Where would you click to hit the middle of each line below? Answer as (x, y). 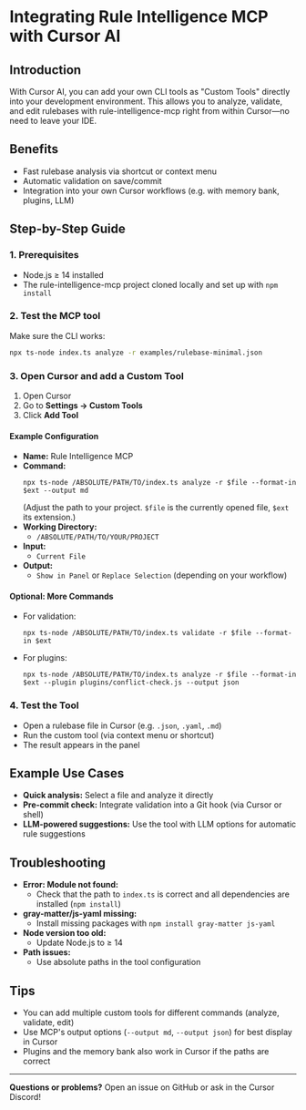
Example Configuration (54, 436)
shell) (33, 815)
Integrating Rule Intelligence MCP (139, 17)
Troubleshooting (58, 863)
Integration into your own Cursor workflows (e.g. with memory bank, (151, 190)
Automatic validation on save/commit (92, 180)
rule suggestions (54, 834)
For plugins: (45, 658)
